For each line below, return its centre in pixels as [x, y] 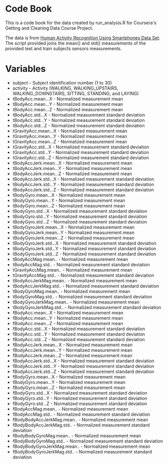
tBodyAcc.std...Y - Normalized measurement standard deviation [78, 120]
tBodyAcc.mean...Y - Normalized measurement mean [68, 104]
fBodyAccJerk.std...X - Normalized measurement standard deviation [83, 361]
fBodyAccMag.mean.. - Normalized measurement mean [70, 409]
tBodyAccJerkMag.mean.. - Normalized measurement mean [75, 280]
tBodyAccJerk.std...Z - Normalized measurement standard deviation [83, 190]
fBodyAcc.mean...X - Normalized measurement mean [68, 313]
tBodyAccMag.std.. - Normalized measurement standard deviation [81, 264]
